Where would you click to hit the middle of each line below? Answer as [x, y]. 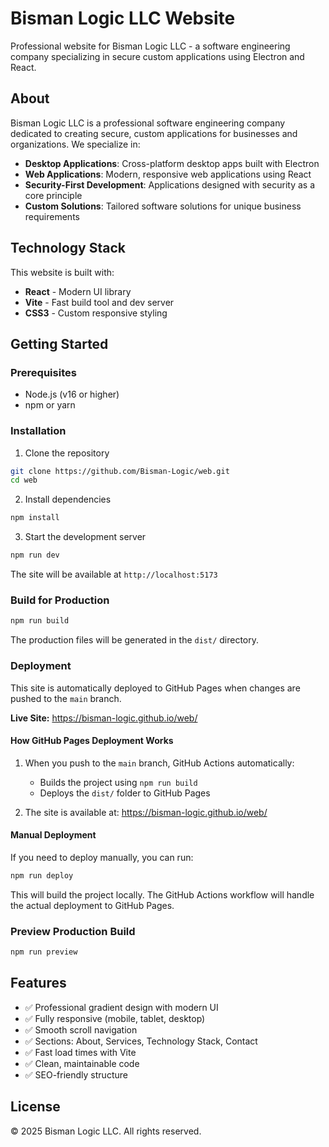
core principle [53, 195]
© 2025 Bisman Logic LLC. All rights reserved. [106, 1131]
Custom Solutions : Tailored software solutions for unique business [163, 206]
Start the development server [85, 537]
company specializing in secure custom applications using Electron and [157, 56]
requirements [52, 216]
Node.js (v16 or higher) [72, 394]
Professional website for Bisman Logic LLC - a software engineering [150, 46]
